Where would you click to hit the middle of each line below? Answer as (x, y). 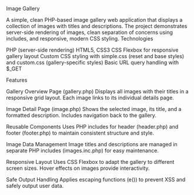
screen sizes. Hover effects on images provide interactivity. (78, 168)
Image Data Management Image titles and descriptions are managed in (92, 144)
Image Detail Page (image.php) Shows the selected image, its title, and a (94, 109)
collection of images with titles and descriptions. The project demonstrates (97, 26)
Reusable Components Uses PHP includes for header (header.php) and (92, 127)
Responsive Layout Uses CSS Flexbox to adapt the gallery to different (90, 162)
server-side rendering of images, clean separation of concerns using (90, 32)
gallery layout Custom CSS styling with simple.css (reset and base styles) (95, 56)
